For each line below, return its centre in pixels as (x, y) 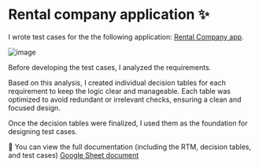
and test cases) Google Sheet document (74, 155)
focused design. (34, 107)
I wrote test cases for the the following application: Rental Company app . (126, 36)
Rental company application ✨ (109, 15)
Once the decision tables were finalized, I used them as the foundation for (128, 123)
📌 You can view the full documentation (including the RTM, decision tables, (130, 147)
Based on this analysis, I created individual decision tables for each (117, 82)
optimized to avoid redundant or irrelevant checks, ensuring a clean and (125, 99)
